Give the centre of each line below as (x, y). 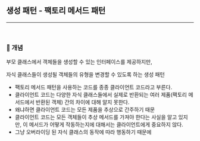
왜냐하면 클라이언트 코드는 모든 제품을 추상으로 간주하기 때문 (85, 110)
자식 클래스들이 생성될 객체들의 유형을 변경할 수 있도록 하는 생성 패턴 (85, 75)
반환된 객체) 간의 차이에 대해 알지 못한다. (82, 102)
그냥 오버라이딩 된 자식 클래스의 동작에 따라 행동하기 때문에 (83, 132)
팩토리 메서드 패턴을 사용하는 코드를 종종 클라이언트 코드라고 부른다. (93, 87)
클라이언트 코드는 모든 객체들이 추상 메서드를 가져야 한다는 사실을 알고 (96, 117)
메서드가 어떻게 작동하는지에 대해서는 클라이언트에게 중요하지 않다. (106, 125)
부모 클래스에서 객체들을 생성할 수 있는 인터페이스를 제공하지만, (79, 62)
